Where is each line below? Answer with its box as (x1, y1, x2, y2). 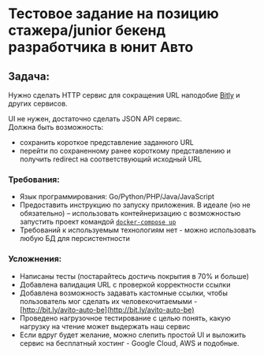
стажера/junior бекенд (8, 21, 166, 39)
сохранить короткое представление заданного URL (19, 138, 195, 146)
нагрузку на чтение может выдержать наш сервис (19, 321, 191, 331)
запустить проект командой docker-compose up (19, 217, 177, 227)
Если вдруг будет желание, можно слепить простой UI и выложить (19, 330, 247, 339)
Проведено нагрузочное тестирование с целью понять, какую (19, 313, 231, 323)
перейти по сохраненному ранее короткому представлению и (19, 146, 231, 155)
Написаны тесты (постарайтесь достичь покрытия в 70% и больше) (19, 271, 250, 280)
